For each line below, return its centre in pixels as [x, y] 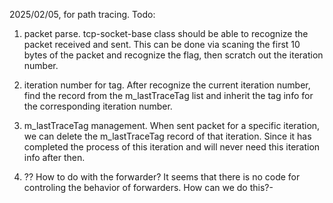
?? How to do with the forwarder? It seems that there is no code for [162, 177]
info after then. [54, 157]
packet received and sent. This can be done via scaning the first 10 [162, 44]
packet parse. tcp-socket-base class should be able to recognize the [166, 33]
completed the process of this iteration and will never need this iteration [172, 147]
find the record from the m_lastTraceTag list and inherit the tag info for [168, 95]
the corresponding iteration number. [98, 106]
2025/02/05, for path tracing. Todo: [82, 14]
